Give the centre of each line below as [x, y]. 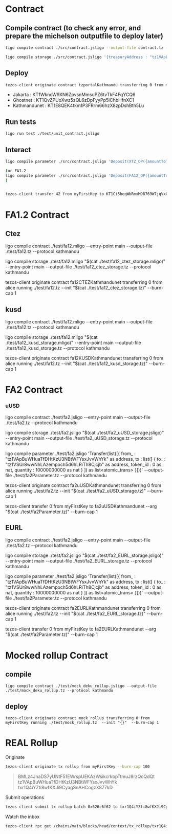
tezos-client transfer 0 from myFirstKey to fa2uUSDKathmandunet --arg [81, 506]
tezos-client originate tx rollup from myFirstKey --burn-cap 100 [78, 767]
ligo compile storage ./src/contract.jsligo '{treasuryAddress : [76, 57]
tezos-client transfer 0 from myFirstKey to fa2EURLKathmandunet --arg [81, 629]
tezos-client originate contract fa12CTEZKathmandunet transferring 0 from [84, 282]
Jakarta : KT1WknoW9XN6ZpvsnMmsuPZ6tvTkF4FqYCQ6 [74, 95]
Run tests [21, 122]
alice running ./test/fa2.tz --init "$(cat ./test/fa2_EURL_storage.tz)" [76, 614]
